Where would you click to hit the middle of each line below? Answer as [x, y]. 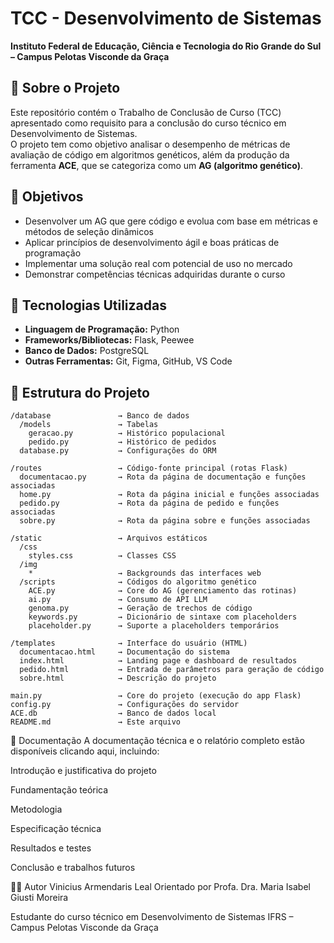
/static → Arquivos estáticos [109, 538]
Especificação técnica [56, 829]
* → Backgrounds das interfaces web [145, 573]
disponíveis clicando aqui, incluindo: [85, 751]
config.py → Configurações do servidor [125, 705]
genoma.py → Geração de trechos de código [140, 608]
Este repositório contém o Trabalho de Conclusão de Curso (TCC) [146, 112]
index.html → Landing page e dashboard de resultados [158, 661]
